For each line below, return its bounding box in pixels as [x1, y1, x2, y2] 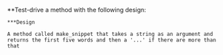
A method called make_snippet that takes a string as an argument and [7, 31, 213, 37]
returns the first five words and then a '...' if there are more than [7, 37, 216, 43]
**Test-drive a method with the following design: [7, 6, 146, 14]
